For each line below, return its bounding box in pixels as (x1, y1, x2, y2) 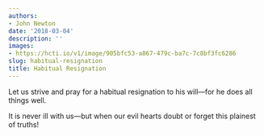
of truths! (8, 119, 39, 130)
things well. (8, 95, 47, 105)
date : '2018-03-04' (8, 27, 74, 35)
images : (8, 42, 35, 50)
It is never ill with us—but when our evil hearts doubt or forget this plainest (8, 111, 256, 121)
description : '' (8, 34, 63, 43)
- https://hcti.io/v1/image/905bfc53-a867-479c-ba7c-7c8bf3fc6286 (8, 49, 237, 57)
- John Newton (8, 19, 57, 28)
